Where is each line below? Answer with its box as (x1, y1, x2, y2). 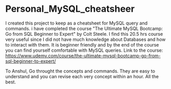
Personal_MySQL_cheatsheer (5, 3, 135, 15)
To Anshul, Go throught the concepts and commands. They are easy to (5, 68, 156, 74)
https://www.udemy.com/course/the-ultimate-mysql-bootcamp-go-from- (5, 52, 161, 59)
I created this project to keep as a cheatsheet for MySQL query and (5, 20, 148, 26)
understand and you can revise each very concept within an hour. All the (5, 73, 159, 79)
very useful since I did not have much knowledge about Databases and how (5, 36, 166, 42)
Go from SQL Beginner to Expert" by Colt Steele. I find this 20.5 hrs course (5, 31, 163, 37)
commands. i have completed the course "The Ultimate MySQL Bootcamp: (5, 25, 163, 31)
